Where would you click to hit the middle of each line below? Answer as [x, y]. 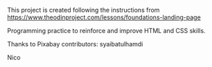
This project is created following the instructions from [83, 10]
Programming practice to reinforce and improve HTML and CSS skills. [106, 31]
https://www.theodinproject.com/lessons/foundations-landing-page [104, 17]
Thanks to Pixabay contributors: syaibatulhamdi [75, 44]
